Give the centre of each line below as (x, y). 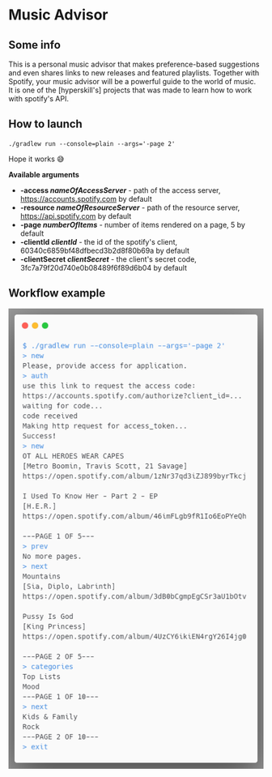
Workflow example (57, 293)
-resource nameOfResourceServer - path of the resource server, (130, 207)
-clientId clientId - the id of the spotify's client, (99, 241)
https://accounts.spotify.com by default (86, 199)
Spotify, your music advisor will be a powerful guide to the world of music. (132, 81)
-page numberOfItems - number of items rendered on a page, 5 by (132, 224)
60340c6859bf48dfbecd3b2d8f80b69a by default (105, 250)
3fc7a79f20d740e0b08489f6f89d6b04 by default (104, 267)
